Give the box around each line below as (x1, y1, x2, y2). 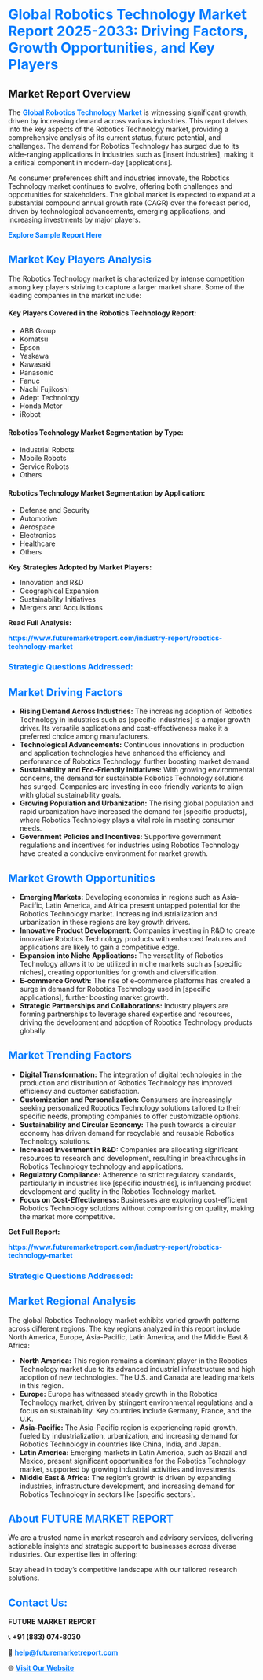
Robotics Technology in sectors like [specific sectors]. (19, 1489, 195, 1499)
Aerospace (19, 522, 56, 532)
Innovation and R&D (19, 578, 84, 588)
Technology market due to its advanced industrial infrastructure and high (19, 1364, 256, 1373)
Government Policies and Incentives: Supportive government (19, 832, 221, 842)
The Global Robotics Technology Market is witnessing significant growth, (8, 108, 249, 117)
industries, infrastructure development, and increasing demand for (19, 1481, 236, 1490)
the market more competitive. (19, 1211, 115, 1221)
